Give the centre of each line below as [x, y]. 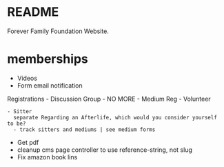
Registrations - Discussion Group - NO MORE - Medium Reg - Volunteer [109, 99]
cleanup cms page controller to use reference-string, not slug [105, 150]
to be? [17, 124]
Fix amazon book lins [47, 157]
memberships [48, 59]
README [33, 12]
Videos [27, 78]
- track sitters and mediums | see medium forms [84, 129]
